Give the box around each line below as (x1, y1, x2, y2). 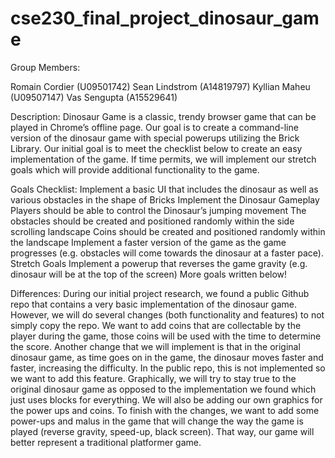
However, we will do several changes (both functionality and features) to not (10, 308, 325, 321)
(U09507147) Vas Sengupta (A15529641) (10, 91, 178, 103)
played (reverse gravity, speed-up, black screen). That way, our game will (10, 425, 315, 437)
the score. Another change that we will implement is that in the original (10, 340, 301, 352)
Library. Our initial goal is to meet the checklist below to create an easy (10, 142, 303, 154)
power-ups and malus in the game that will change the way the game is (10, 415, 304, 427)
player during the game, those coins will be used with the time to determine (10, 330, 322, 342)
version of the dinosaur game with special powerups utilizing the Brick (10, 132, 300, 144)
